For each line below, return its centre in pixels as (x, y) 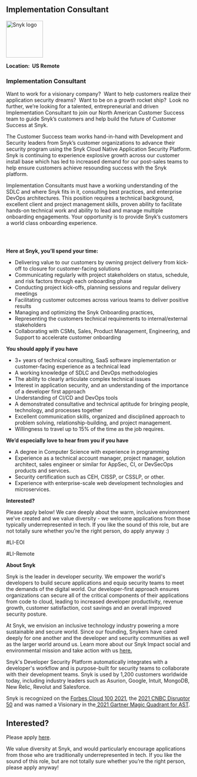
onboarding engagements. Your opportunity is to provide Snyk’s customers (97, 217)
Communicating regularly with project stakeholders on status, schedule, (102, 275)
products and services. (42, 471)
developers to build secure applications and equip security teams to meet (95, 583)
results (23, 306)
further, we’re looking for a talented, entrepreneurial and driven (82, 107)
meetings (26, 294)
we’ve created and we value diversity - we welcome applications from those (98, 519)
